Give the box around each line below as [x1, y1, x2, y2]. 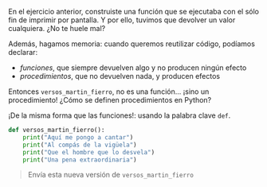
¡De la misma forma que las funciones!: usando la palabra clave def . [8, 111, 231, 120]
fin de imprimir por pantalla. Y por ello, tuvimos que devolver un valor [8, 15, 236, 25]
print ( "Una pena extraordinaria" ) [22, 155, 137, 164]
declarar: [8, 48, 38, 56]
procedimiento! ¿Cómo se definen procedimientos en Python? [8, 95, 212, 104]
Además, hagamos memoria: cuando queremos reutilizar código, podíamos [8, 39, 255, 49]
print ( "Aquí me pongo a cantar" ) [22, 133, 134, 142]
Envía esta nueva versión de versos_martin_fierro [27, 170, 194, 180]
